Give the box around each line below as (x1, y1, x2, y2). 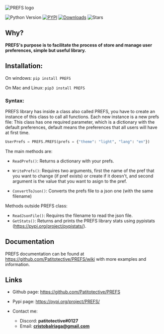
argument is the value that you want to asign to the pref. (12, 178, 127, 184)
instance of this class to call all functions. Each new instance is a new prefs (5, 114, 159, 120)
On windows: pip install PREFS (5, 75, 71, 81)
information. (5, 261, 30, 267)
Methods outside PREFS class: (5, 202, 68, 209)
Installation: (5, 62, 43, 70)
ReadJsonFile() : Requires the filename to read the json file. (12, 212, 133, 218)
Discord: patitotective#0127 (19, 318, 79, 324)
